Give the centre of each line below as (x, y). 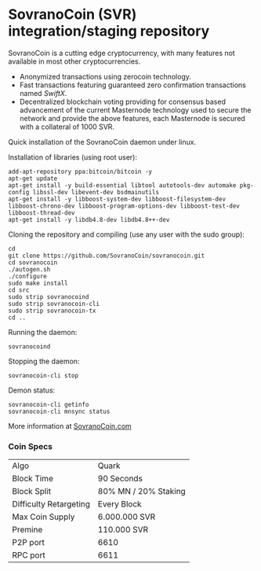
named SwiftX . (43, 93)
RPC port (29, 555)
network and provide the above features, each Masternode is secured (132, 118)
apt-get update (33, 179)
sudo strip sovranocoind (49, 297)
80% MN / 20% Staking (141, 492)
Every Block (120, 504)
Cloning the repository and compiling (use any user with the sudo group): (127, 234)
